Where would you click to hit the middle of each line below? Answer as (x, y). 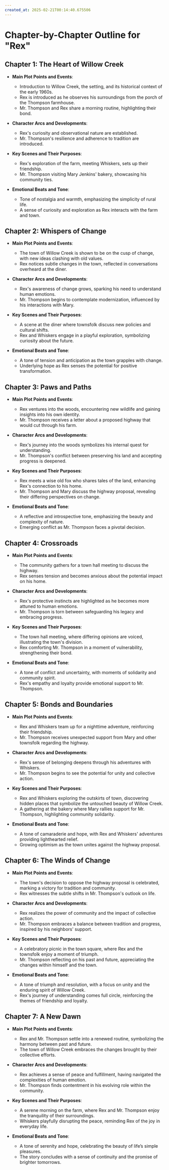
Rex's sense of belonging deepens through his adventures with (85, 762)
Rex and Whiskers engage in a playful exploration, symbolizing (84, 335)
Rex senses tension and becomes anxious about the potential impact (91, 576)
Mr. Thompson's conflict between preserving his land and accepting (91, 456)
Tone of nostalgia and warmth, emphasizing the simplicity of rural (88, 199)
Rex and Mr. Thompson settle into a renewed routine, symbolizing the (92, 1038)
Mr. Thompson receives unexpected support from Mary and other (88, 737)
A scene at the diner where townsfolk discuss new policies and (85, 325)
